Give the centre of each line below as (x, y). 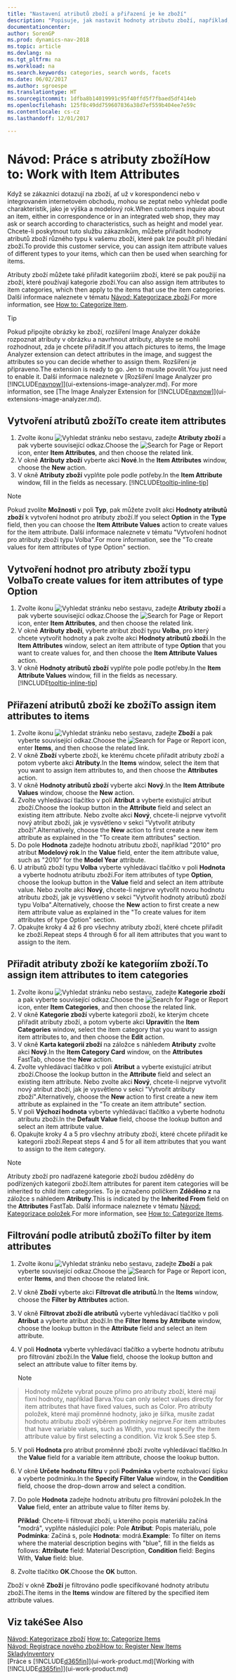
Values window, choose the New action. (76, 793)
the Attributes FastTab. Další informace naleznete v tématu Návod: (104, 1206)
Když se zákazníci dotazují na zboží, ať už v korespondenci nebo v (104, 193)
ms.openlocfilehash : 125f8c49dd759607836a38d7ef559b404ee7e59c (102, 105)
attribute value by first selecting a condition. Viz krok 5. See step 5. (120, 1436)
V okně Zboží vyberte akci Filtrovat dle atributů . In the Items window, (118, 1292)
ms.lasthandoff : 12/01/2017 (48, 118)
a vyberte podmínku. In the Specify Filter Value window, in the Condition (123, 1478)
